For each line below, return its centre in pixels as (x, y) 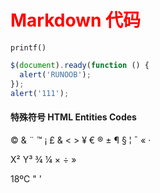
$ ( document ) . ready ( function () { (80, 65)
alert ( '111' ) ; (40, 93)
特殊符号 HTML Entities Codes (73, 117)
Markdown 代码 (76, 20)
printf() (28, 47)
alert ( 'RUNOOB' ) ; (55, 74)
